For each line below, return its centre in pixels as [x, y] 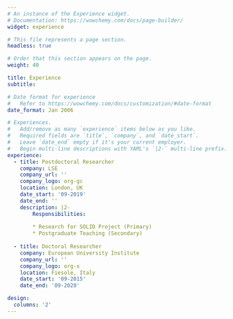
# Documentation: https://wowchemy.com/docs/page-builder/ [95, 20]
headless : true [29, 46]
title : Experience [34, 78]
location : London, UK [51, 188]
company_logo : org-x [50, 266]
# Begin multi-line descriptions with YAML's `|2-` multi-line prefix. [118, 149]
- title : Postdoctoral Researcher [64, 162]
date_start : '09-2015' [53, 279]
